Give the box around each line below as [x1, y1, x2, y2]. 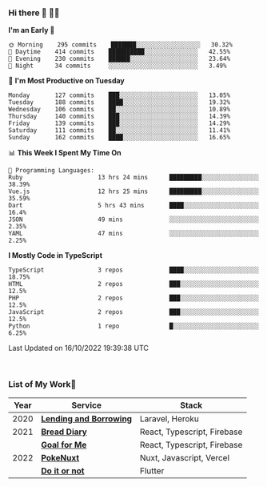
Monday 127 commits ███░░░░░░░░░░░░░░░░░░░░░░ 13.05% [8, 91, 230, 99]
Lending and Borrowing [41, 413, 133, 424]
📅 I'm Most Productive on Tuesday [8, 76, 126, 86]
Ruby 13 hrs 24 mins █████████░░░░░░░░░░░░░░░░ [8, 174, 260, 182]
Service [71, 400, 102, 411]
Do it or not [41, 465, 85, 476]
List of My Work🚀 [8, 379, 77, 390]
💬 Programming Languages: [8, 167, 94, 175]
